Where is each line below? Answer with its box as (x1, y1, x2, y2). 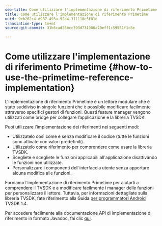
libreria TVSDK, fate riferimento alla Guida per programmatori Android (5, 195, 146, 201)
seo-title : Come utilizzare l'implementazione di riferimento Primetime (5, 7, 157, 12)
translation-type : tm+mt (5, 21, 56, 26)
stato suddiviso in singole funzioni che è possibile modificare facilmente (5, 104, 151, 110)
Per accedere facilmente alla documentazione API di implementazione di (5, 210, 152, 216)
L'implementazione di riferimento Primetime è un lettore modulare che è (5, 99, 150, 105)
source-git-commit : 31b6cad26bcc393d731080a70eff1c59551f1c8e (5, 26, 135, 31)
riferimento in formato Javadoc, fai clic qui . (5, 215, 92, 222)
